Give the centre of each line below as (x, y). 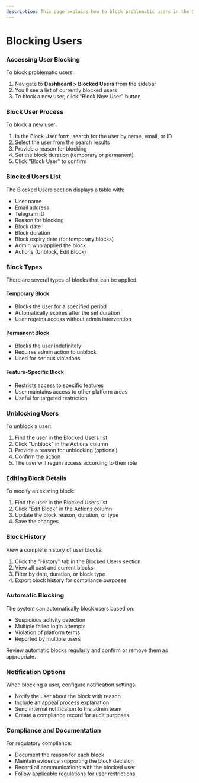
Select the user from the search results (62, 142)
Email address (32, 207)
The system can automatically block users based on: (70, 608)
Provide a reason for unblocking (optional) (66, 450)
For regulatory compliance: (39, 743)
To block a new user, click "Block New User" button (78, 97)
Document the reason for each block (60, 755)
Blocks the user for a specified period (61, 306)
